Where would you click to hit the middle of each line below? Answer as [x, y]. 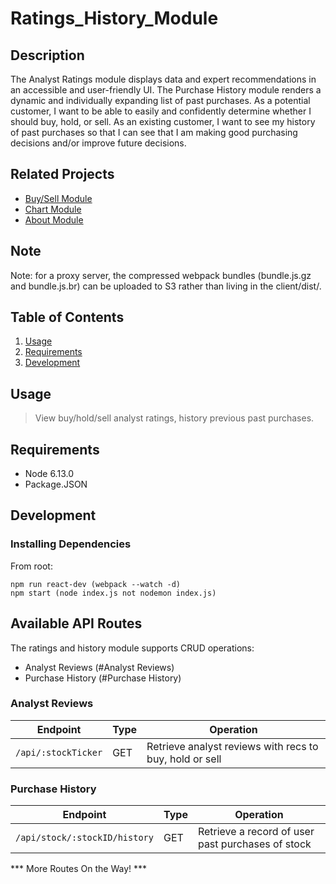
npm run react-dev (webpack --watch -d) [96, 584]
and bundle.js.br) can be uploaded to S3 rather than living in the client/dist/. [166, 286]
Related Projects [62, 174]
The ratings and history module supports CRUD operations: [132, 648]
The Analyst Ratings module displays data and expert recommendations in [163, 79]
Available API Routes [76, 623]
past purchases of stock [254, 844]
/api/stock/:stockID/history [84, 838]
